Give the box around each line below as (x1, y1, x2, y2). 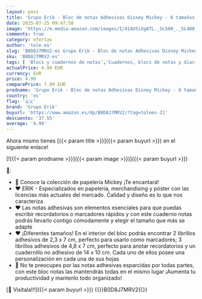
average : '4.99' (6, 121, 47, 127)
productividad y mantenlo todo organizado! (14, 274, 122, 282)
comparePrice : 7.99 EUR (6, 82, 66, 88)
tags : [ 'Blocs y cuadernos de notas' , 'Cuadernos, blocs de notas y (6, 59, 182, 65)
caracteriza (14, 198, 43, 205)
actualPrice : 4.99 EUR (6, 64, 63, 71)
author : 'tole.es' (6, 43, 52, 49)
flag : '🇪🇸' (6, 98, 36, 104)
